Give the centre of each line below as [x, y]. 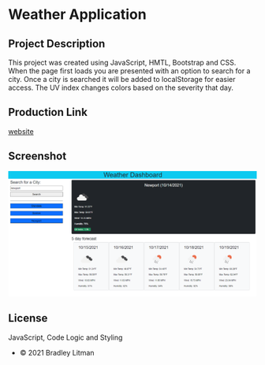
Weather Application [78, 15]
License [28, 318]
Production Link [48, 112]
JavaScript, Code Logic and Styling [65, 337]
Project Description [57, 44]
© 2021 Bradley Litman [57, 352]
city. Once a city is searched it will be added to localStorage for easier [122, 79]
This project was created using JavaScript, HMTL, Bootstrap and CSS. [122, 62]
